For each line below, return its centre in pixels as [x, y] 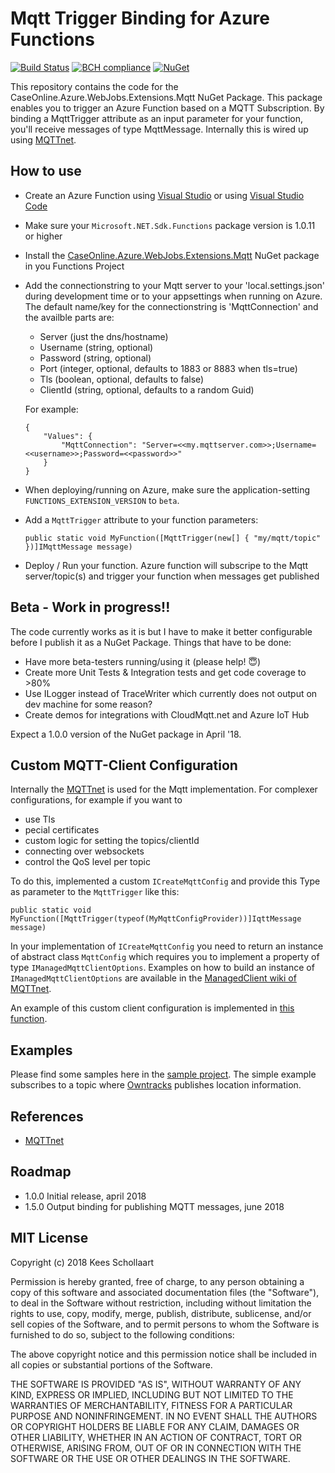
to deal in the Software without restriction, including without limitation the [161, 1303]
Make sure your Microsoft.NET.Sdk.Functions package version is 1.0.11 [170, 225]
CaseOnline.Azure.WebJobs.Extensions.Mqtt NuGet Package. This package [166, 97]
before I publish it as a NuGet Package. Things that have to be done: [151, 642]
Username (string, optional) [96, 347]
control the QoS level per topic [87, 862]
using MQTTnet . [43, 139]
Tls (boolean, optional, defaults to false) [122, 379]
